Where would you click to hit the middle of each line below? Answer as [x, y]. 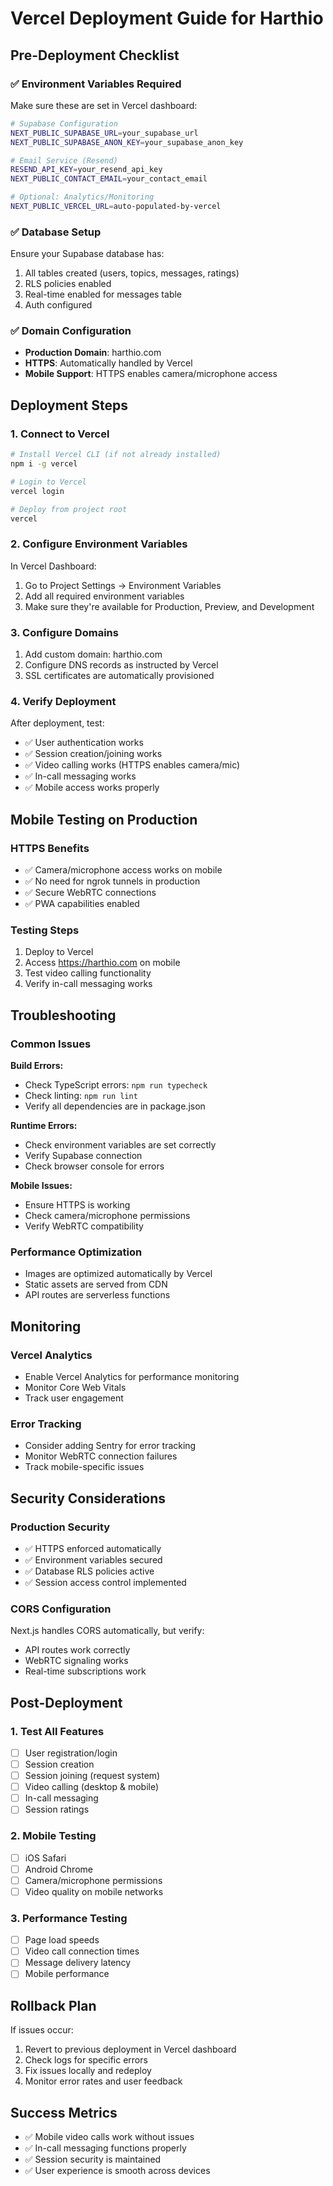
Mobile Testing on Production [104, 819]
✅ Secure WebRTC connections [90, 892]
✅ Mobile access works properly [92, 788]
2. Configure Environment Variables [99, 544]
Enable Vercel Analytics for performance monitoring [132, 1376]
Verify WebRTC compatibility [84, 1226]
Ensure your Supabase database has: [87, 254]
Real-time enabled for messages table [103, 294]
